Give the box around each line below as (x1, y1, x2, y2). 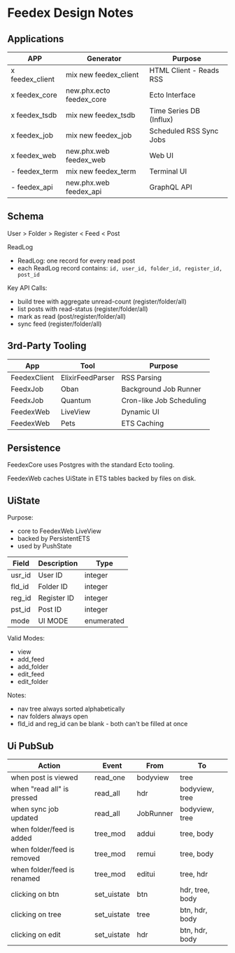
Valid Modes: (7, 634, 45, 643)
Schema (7, 211, 44, 223)
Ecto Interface (149, 90, 196, 100)
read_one (94, 773, 126, 782)
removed (10, 853, 41, 863)
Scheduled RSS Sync (149, 126, 219, 136)
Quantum (60, 395, 92, 405)
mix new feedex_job (65, 131, 132, 140)
